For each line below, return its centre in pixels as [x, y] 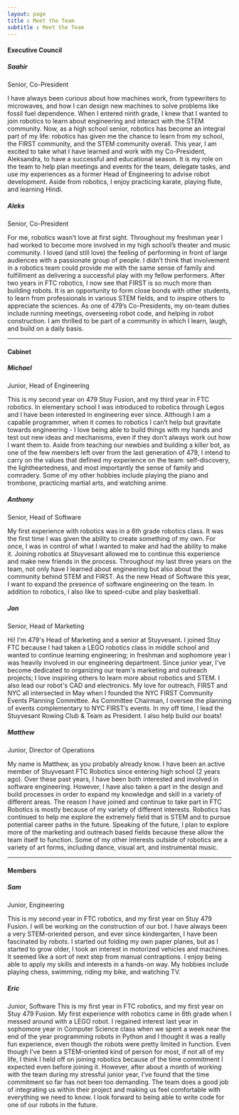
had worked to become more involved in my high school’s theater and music [119, 245]
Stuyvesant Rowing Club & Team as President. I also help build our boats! [115, 716]
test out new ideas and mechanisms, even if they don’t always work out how [119, 438]
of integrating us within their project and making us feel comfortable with [114, 1089]
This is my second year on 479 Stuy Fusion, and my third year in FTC [108, 400]
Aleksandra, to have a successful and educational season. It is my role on [115, 158]
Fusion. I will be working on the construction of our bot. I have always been [117, 926]
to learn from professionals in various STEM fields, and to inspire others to [116, 298]
